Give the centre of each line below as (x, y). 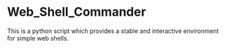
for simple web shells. (38, 38)
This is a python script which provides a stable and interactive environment (113, 31)
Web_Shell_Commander (77, 12)
